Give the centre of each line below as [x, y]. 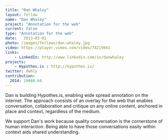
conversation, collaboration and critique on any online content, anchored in [84, 106]
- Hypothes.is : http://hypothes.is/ [54, 66]
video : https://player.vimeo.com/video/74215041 [58, 48]
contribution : [20, 76]
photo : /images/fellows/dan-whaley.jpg [48, 43]
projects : [16, 62]
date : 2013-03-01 [26, 39]
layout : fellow [21, 15]
